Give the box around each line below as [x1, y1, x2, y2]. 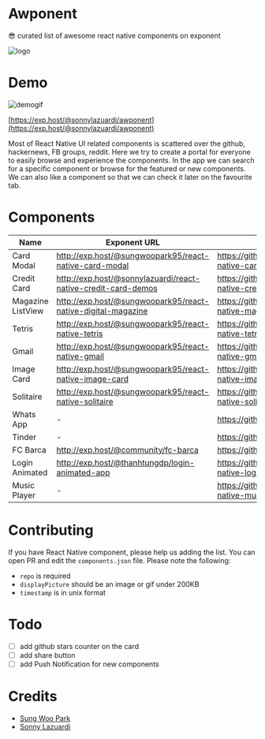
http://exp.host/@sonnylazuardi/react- [56, 273, 201, 284]
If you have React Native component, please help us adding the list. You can [8, 547, 256, 557]
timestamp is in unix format [19, 588, 106, 597]
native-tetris [56, 328, 103, 339]
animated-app [56, 467, 110, 478]
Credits [8, 688, 58, 706]
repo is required [19, 571, 71, 580]
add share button [19, 650, 76, 659]
